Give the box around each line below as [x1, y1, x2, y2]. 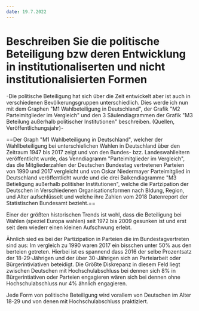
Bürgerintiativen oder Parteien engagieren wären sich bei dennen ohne [6, 273, 181, 280]
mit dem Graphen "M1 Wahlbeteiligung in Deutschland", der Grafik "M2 [6, 105, 180, 112]
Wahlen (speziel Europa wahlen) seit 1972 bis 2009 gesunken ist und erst [6, 217, 186, 224]
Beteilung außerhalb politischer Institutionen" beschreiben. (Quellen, [6, 118, 175, 125]
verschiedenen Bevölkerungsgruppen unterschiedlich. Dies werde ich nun [6, 99, 188, 106]
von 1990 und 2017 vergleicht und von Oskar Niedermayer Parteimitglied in [6, 167, 191, 175]
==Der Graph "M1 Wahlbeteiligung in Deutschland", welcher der [6, 136, 163, 143]
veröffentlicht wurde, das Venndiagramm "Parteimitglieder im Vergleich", [6, 155, 185, 162]
